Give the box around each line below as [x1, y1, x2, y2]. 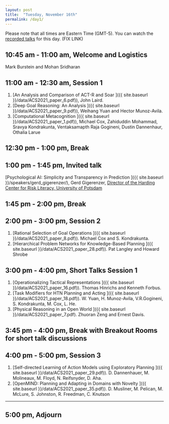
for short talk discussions [5, 334, 87, 342]
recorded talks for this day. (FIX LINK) [5, 36, 83, 42]
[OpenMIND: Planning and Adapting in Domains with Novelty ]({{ [12, 381, 147, 387]
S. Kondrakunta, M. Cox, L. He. [12, 301, 76, 307]
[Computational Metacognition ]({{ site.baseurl [12, 113, 110, 119]
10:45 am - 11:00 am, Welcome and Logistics [5, 50, 147, 59]
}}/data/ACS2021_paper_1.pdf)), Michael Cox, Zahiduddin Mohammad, [12, 119, 158, 124]
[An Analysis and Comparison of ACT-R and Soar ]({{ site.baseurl [12, 92, 148, 98]
